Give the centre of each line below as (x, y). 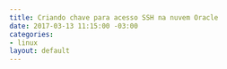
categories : (31, 34)
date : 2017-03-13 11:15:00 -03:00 (74, 26)
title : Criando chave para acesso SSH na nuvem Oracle (114, 17)
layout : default (39, 51)
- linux (24, 43)
